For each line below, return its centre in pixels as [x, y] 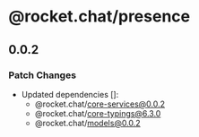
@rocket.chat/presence [99, 17]
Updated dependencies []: [70, 94]
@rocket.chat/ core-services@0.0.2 [100, 104]
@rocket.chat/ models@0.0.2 [87, 123]
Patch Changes [43, 75]
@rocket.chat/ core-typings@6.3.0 [98, 113]
